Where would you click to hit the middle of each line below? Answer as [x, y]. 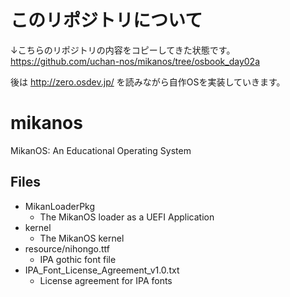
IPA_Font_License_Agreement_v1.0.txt [102, 270]
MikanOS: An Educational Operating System [101, 150]
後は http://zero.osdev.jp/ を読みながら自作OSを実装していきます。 [148, 82]
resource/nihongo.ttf [67, 248]
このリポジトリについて [106, 20]
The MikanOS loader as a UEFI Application [127, 217]
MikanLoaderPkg [60, 206]
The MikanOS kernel [82, 238]
